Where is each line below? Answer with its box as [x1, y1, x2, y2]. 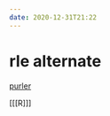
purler [9, 81, 32, 91]
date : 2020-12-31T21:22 [9, 12, 98, 22]
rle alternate [9, 50, 102, 71]
